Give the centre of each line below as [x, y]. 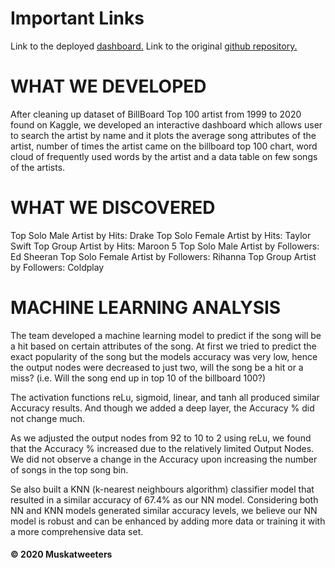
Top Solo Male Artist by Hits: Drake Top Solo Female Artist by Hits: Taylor [161, 235]
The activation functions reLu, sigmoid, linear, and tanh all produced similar [165, 397]
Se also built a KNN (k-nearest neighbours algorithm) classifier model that [162, 489]
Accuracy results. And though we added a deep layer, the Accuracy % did [162, 408]
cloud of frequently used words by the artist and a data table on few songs [164, 156]
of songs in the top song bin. [69, 469]
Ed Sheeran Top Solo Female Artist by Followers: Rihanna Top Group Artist [163, 256]
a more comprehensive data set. [77, 531]
